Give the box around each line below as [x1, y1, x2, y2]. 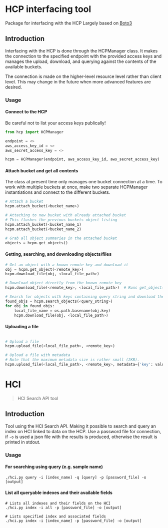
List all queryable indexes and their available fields [5, 490, 112, 496]
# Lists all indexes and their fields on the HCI [5, 501, 111, 506]
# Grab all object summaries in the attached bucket [5, 236, 117, 241]
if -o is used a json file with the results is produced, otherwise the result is [5, 434, 157, 440]
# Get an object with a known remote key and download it [5, 262, 128, 267]
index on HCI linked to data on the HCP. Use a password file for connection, [5, 428, 161, 434]
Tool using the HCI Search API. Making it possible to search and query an [5, 423, 156, 429]
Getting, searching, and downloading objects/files [5, 251, 112, 257]
